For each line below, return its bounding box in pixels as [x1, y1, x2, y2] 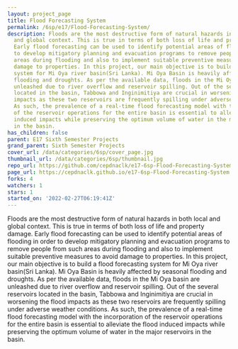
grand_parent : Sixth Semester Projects [7, 143, 125, 150]
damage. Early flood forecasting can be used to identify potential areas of [7, 230, 223, 238]
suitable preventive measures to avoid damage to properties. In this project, [7, 253, 228, 261]
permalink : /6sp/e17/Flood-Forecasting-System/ [7, 23, 151, 31]
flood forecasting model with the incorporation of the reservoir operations [7, 313, 223, 321]
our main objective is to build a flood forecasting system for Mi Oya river [7, 260, 218, 268]
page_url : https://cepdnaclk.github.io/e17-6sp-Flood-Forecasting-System [7, 168, 230, 176]
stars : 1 [7, 189, 33, 196]
